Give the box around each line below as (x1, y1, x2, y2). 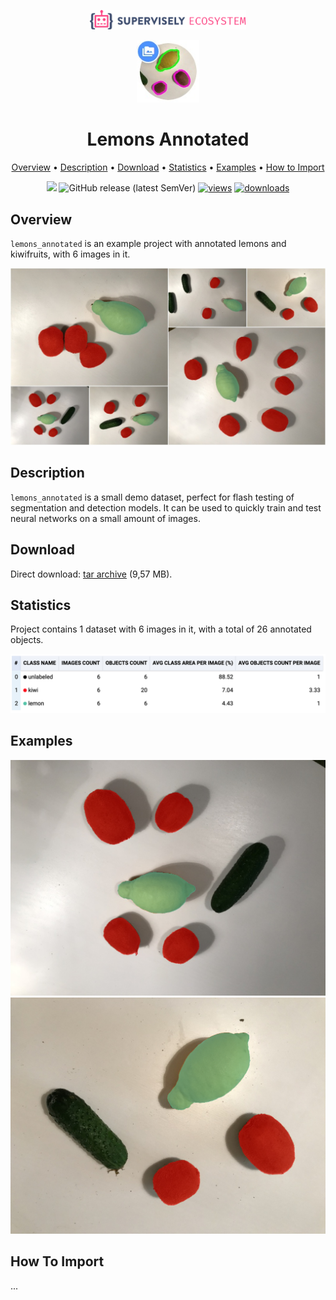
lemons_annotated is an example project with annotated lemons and (10, 237, 287, 249)
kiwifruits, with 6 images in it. (10, 248, 131, 260)
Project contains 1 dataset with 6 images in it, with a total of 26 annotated (10, 623, 312, 635)
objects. (10, 634, 44, 646)
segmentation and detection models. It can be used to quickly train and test (10, 501, 322, 514)
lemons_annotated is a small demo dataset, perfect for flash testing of (10, 491, 295, 503)
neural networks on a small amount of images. (10, 512, 201, 524)
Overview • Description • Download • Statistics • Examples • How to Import (11, 161, 325, 174)
